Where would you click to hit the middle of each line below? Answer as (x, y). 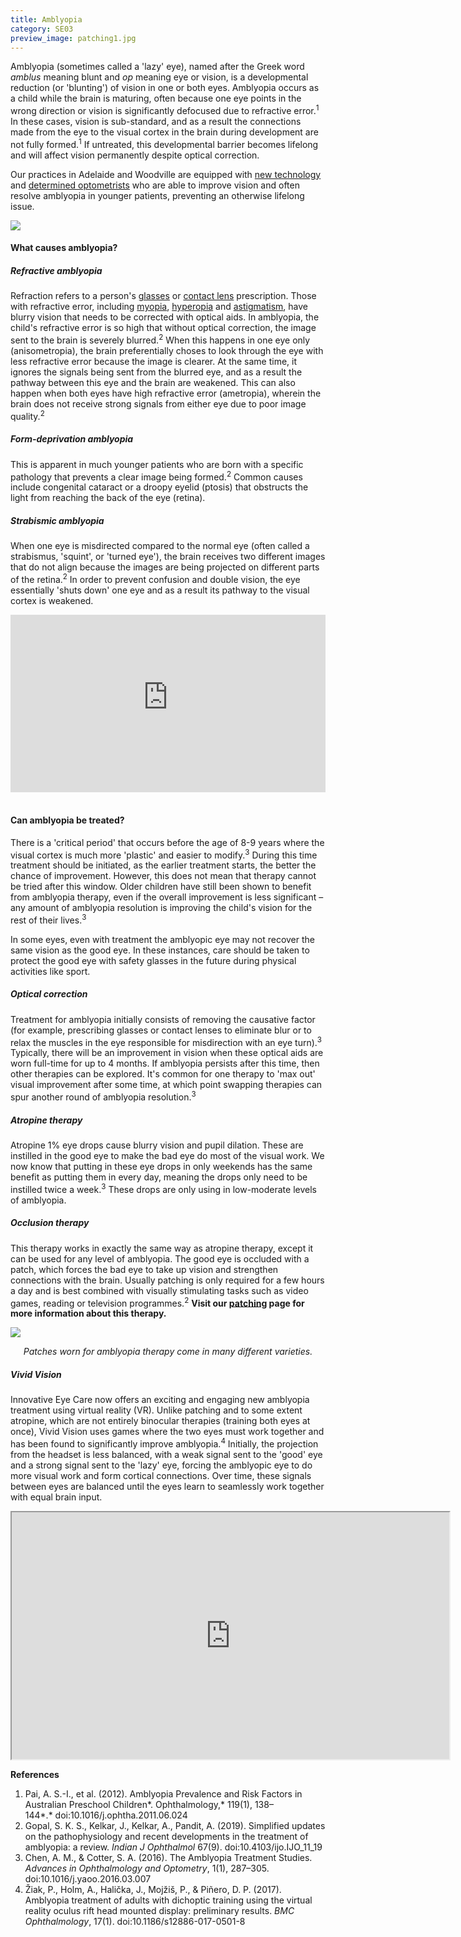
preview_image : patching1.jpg (73, 38)
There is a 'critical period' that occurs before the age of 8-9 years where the (167, 842)
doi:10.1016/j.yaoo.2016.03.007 (88, 1878)
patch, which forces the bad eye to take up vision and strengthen (144, 1269)
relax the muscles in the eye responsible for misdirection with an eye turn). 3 (166, 1041)
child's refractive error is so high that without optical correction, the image (163, 328)
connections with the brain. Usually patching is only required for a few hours (167, 1280)
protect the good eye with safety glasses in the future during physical (153, 960)
